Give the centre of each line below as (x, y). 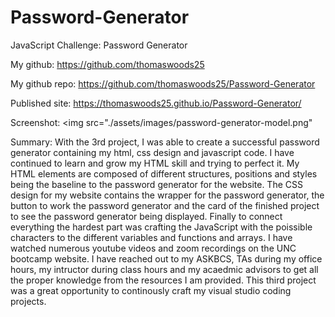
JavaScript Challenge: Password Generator (99, 45)
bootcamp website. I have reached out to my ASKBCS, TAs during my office (166, 258)
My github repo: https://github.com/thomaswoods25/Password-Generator (163, 83)
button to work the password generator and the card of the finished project (165, 205)
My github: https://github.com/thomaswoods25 (107, 64)
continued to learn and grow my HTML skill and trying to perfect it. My (155, 163)
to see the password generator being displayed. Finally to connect (146, 216)
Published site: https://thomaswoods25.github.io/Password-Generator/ (156, 103)
